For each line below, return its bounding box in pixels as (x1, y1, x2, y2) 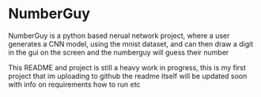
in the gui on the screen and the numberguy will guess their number (8, 47, 229, 57)
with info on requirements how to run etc (8, 80, 141, 89)
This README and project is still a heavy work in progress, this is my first (8, 62, 247, 72)
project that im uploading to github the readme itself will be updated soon (8, 71, 248, 80)
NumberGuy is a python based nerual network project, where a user (8, 31, 230, 40)
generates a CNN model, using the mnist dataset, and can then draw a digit (8, 39, 254, 48)
